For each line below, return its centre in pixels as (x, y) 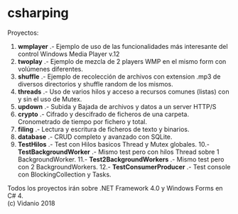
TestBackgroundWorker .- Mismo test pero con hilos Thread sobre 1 (118, 152)
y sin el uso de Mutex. (50, 99)
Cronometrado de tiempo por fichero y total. (82, 121)
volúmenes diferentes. (50, 69)
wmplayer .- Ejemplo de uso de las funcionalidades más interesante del (123, 46)
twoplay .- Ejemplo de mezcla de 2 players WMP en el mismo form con (122, 61)
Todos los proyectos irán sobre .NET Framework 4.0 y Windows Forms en (115, 188)
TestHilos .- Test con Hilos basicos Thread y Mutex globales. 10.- (113, 144)
